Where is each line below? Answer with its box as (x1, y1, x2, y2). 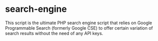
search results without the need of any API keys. (5, 30, 103, 36)
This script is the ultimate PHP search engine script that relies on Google (5, 20, 153, 26)
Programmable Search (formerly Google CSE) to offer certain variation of (5, 25, 154, 31)
